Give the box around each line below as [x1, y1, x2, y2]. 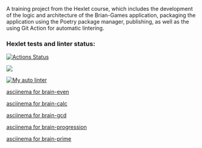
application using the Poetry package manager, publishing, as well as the [6, 18, 190, 25]
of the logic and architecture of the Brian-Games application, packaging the [6, 12, 196, 19]
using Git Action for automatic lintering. [6, 24, 105, 32]
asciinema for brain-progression [6, 124, 87, 131]
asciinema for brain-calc [6, 100, 68, 107]
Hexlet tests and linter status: [6, 39, 96, 48]
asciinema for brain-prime [6, 135, 72, 143]
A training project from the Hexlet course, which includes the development [6, 5, 193, 12]
